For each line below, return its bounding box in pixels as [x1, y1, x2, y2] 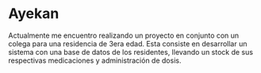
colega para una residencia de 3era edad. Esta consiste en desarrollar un [8, 38, 248, 48]
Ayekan [8, 5, 59, 23]
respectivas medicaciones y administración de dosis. [8, 56, 182, 65]
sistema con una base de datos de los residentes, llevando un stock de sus [8, 47, 254, 57]
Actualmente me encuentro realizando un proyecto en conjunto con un [8, 31, 240, 40]
